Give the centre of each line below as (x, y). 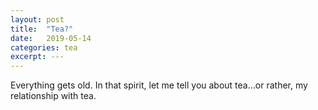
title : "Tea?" (42, 29)
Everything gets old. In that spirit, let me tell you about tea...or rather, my (159, 85)
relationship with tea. (53, 96)
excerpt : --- (37, 57)
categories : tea (44, 47)
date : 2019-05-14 (51, 38)
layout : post (37, 19)
